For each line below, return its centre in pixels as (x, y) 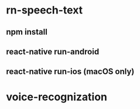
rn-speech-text (45, 10)
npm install (27, 32)
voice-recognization (57, 97)
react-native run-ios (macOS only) (70, 72)
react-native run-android (53, 51)
